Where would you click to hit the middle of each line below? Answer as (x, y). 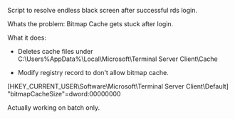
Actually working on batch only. (54, 108)
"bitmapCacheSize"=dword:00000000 (64, 94)
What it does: (27, 38)
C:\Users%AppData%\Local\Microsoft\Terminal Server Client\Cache (118, 59)
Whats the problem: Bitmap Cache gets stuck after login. (90, 24)
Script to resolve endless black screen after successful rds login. (103, 10)
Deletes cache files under (55, 51)
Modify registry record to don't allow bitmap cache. (93, 73)
